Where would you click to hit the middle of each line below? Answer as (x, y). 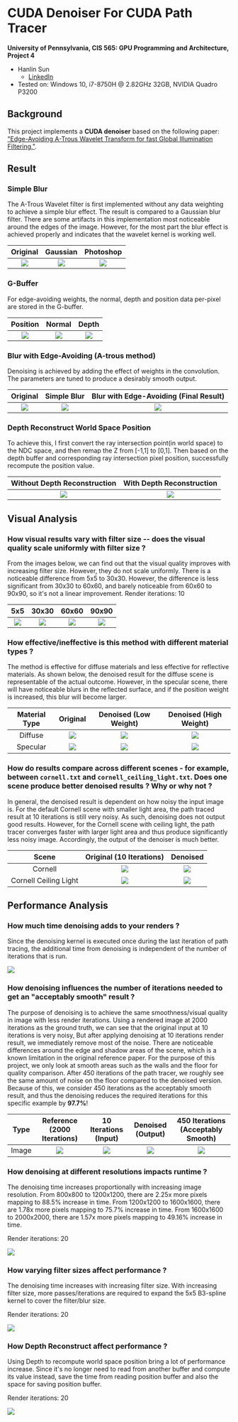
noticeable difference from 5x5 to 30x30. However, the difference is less (113, 579)
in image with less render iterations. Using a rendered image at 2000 (107, 1020)
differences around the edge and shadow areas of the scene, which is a (112, 1050)
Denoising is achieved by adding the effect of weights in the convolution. (114, 371)
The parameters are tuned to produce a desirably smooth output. (102, 379)
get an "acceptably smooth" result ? (71, 997)
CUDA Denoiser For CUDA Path (100, 13)
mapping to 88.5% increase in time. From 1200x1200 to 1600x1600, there (114, 1202)
